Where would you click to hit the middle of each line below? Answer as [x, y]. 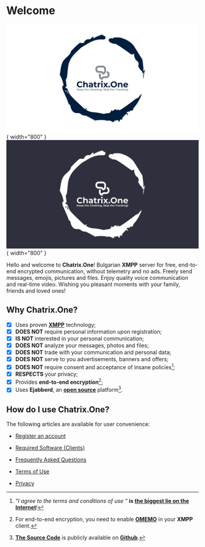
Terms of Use [32, 472]
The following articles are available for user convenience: [78, 424]
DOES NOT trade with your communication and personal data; [93, 352]
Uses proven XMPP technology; [56, 325]
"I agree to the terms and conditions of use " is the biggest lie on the [102, 501]
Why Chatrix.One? [42, 310]
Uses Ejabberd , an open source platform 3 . [69, 389]
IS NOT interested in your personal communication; [80, 338]
